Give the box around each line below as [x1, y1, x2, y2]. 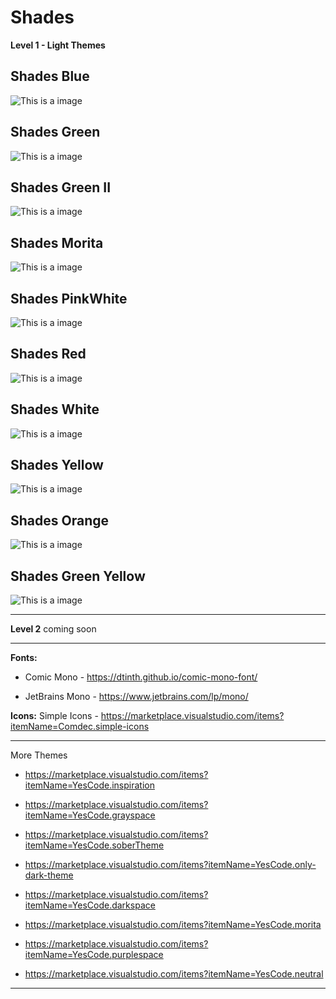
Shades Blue [10, 68, 90, 85]
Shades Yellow [10, 457, 104, 474]
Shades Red [10, 346, 87, 363]
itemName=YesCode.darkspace [24, 899, 156, 911]
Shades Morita [10, 234, 104, 251]
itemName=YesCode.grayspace [24, 809, 156, 821]
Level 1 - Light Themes [10, 39, 106, 51]
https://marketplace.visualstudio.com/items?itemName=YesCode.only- [24, 859, 317, 871]
